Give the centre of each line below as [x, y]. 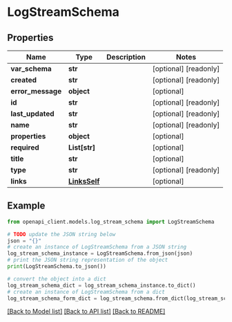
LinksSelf [84, 181]
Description [126, 57]
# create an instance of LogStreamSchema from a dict [86, 292]
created [23, 80]
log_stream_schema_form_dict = [52, 298]
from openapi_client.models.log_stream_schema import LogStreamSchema [111, 222]
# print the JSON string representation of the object [88, 260]
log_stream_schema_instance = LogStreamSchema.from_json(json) [100, 253]
